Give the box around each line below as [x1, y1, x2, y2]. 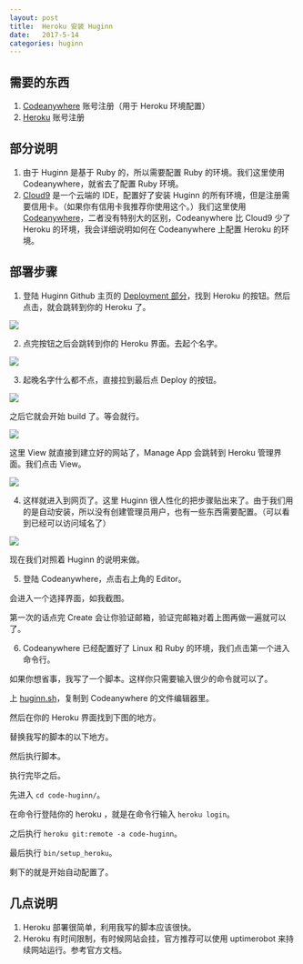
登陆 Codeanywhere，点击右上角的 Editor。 [22, 573, 187, 584]
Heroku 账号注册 [22, 112, 85, 123]
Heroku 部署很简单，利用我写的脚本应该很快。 [22, 921, 197, 932]
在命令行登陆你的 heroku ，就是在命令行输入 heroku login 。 [9, 808, 235, 819]
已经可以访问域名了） [30, 517, 111, 528]
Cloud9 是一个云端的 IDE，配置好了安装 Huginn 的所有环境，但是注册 [22, 189, 282, 200]
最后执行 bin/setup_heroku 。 [9, 847, 117, 858]
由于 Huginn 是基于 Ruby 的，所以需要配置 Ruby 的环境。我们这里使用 [22, 166, 285, 177]
